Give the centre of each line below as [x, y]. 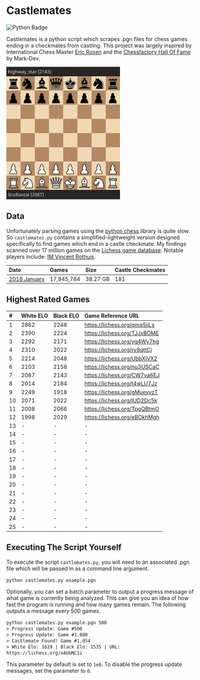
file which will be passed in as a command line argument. [78, 568]
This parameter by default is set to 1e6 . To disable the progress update [94, 664]
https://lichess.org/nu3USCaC [122, 366]
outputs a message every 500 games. [54, 611]
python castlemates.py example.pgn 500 [57, 622]
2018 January [27, 279]
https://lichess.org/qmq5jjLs [119, 325]
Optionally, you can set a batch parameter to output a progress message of [100, 592]
